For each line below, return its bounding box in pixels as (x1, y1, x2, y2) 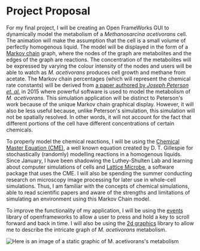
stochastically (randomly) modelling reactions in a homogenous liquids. (6, 150, 182, 157)
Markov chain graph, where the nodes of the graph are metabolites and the (6, 49, 192, 56)
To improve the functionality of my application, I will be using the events (6, 207, 184, 214)
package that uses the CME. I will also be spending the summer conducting (6, 169, 193, 177)
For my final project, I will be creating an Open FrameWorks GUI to (6, 24, 169, 31)
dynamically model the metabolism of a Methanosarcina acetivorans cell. (6, 30, 187, 37)
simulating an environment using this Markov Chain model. (6, 195, 151, 202)
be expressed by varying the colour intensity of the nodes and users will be (6, 62, 192, 70)
